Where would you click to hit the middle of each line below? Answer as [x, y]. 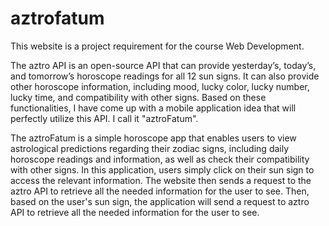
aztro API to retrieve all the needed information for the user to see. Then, [160, 191]
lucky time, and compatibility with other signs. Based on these [138, 97]
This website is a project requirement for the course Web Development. [157, 46]
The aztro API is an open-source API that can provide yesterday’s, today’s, [163, 65]
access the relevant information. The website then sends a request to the [161, 180]
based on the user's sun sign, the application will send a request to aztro [160, 201]
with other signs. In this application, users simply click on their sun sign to [162, 169]
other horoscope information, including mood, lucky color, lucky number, [160, 86]
